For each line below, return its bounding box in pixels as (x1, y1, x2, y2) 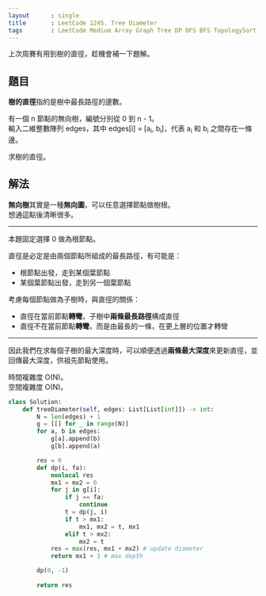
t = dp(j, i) (64, 508, 108, 516)
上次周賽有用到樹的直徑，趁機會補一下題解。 (8, 49, 154, 59)
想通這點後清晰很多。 (8, 209, 78, 219)
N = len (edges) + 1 (36, 413, 101, 421)
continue (78, 501, 108, 509)
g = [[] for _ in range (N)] (36, 420, 129, 428)
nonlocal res (50, 471, 93, 479)
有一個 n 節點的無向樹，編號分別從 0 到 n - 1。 (8, 114, 159, 124)
